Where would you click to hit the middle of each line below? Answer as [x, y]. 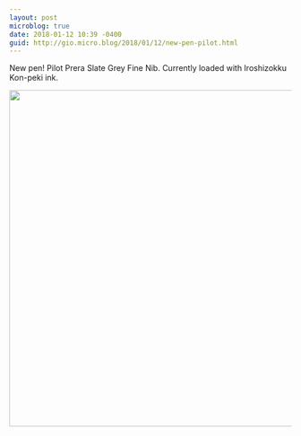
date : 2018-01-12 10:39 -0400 [66, 34]
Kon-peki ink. [34, 78]
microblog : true [39, 26]
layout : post [34, 17]
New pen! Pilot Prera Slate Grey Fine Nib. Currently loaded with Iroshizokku [148, 68]
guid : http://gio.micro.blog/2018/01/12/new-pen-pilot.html [124, 43]
